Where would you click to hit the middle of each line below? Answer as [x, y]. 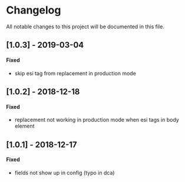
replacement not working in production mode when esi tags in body [97, 120]
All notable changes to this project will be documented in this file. [85, 27]
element [24, 126]
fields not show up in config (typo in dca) [65, 173]
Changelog [34, 10]
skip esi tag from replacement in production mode [75, 73]
